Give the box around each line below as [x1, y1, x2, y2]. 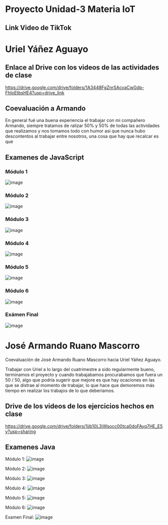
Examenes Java [5, 443, 55, 451]
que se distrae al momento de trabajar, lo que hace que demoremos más [5, 382, 155, 388]
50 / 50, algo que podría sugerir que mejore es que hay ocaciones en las [5, 376, 155, 383]
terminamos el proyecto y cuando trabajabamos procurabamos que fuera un [5, 371, 162, 377]
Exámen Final [5, 311, 38, 318]
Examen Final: [5, 514, 34, 520]
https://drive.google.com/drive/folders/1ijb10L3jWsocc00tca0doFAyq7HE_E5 [5, 423, 163, 429]
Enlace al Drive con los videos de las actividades [5, 63, 159, 72]
